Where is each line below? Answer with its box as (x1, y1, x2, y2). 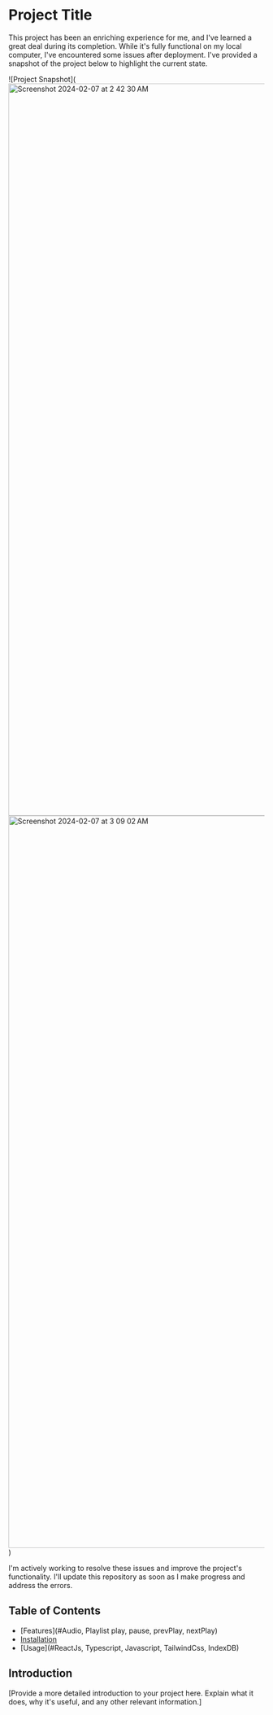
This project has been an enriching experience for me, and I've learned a (8, 33, 252, 42)
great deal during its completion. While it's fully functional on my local (8, 41, 242, 50)
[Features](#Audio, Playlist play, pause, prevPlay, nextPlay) (19, 1626, 218, 1635)
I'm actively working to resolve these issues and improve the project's (8, 1563, 242, 1573)
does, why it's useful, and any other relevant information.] (8, 1696, 202, 1706)
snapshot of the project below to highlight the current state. (8, 59, 208, 68)
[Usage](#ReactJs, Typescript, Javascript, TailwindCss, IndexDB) (19, 1643, 240, 1652)
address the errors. (8, 1580, 73, 1590)
